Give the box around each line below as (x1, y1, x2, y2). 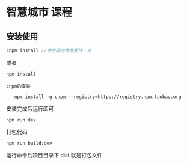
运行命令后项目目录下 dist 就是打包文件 (6, 151, 103, 159)
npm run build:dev (6, 140, 52, 146)
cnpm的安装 (6, 83, 31, 89)
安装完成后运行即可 (6, 105, 54, 112)
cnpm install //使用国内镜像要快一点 (6, 47, 92, 53)
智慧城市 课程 (6, 5, 72, 19)
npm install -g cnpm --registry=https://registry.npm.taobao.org (14, 94, 182, 100)
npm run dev (6, 117, 36, 123)
